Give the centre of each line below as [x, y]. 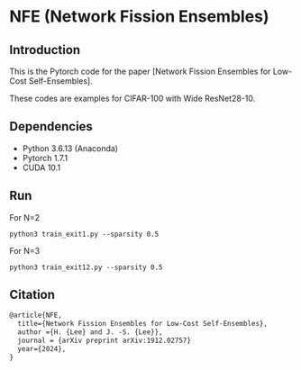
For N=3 [25, 250]
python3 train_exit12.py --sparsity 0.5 [87, 267]
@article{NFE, [36, 316]
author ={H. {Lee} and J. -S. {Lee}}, [91, 332]
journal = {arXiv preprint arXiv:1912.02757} [105, 341]
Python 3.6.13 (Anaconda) [70, 148]
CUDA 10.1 [41, 167]
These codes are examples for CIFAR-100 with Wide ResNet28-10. [132, 98]
